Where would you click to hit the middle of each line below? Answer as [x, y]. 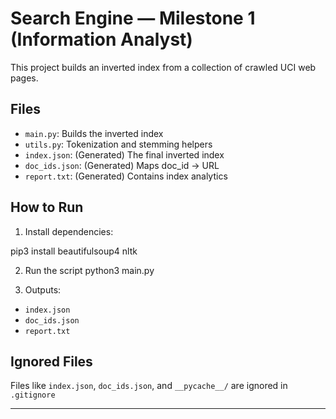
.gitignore [33, 395]
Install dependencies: [69, 231]
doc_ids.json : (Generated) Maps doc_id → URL [122, 165]
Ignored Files [51, 361]
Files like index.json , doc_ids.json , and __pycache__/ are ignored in [149, 386]
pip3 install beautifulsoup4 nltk [74, 251]
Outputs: [43, 289]
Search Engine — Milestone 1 [133, 18]
